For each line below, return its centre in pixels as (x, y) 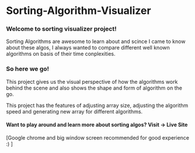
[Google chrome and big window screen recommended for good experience (98, 137)
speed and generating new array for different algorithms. (74, 111)
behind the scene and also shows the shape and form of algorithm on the (94, 88)
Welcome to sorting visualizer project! (61, 29)
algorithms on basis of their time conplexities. (61, 54)
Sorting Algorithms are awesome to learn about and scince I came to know (96, 41)
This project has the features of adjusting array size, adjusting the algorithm (97, 105)
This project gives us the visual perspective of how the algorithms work (92, 81)
